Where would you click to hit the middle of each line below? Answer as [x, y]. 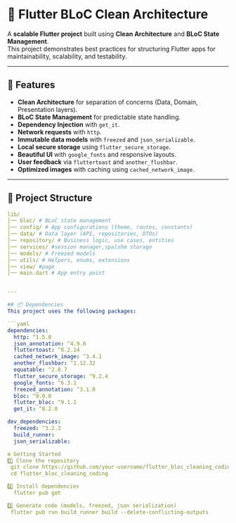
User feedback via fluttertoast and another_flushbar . [97, 162]
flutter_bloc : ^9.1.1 [45, 403]
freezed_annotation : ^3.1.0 [55, 389]
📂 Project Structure [50, 198]
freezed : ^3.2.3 [37, 429]
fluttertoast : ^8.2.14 [47, 350]
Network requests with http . [59, 132]
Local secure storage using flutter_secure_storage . [94, 146]
